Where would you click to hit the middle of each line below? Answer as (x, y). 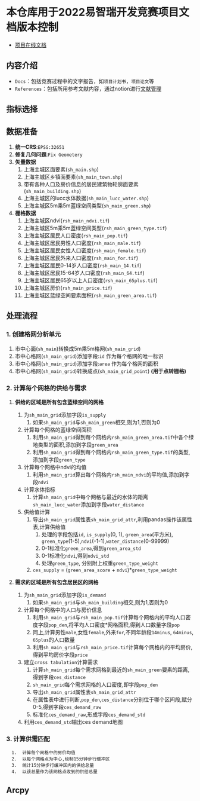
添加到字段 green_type (59, 459)
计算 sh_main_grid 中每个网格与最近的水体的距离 (90, 497)
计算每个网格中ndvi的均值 (55, 467)
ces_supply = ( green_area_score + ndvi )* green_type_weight (105, 570)
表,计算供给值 (49, 527)
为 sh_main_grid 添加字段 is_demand (65, 595)
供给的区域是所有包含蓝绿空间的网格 (59, 402)
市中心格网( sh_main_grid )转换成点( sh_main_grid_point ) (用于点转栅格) (100, 371)
